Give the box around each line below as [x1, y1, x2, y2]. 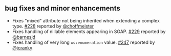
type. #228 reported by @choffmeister [12, 23, 94, 29]
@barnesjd [12, 34, 36, 40]
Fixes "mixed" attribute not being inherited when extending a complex [12, 17, 160, 23]
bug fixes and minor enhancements [5, 4, 121, 13]
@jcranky [12, 44, 33, 50]
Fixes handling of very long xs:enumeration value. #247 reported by [12, 39, 155, 45]
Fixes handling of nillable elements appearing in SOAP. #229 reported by [12, 28, 166, 35]
